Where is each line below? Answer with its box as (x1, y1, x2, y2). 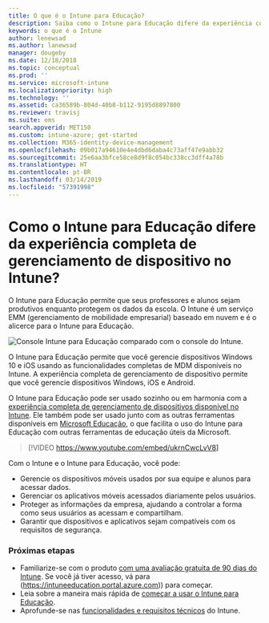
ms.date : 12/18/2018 (8, 57, 78, 65)
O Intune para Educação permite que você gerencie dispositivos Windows (8, 352, 253, 362)
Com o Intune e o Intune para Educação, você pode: (8, 458, 181, 467)
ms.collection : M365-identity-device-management (8, 138, 174, 147)
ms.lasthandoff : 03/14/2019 (8, 176, 102, 184)
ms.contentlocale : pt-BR (8, 168, 91, 176)
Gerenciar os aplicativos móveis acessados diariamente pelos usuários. (19, 491, 256, 500)
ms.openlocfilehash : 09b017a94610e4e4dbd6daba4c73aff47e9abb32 (8, 146, 224, 154)
